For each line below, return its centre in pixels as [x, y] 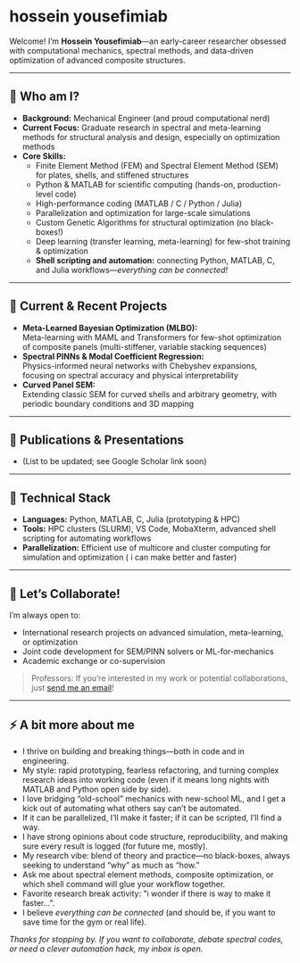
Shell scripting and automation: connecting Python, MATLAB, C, [155, 260]
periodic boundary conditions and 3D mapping [108, 403]
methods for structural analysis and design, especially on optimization [151, 137]
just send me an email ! [72, 688]
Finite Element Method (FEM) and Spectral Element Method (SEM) [157, 165]
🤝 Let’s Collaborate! [65, 594]
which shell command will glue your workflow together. [124, 884]
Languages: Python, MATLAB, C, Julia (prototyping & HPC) [131, 519]
